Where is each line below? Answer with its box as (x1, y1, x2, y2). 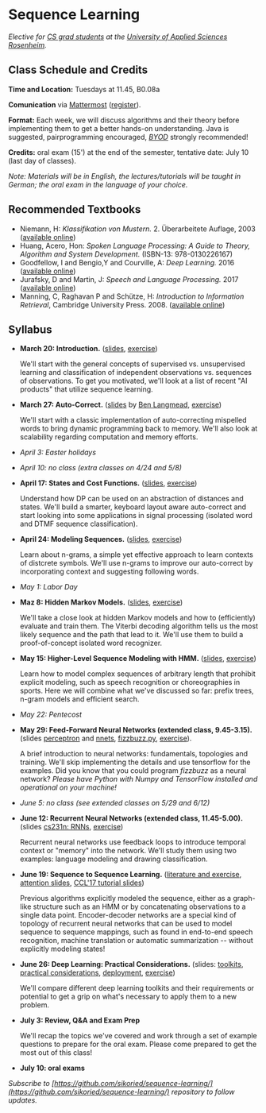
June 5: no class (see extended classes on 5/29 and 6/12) (19, 798, 210, 808)
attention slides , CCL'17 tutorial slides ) (19, 878, 145, 887)
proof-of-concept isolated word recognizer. (19, 638, 163, 648)
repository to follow (171, 1087, 235, 1097)
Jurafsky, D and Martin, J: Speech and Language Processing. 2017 (19, 274, 239, 284)
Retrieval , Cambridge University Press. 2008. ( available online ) (19, 300, 226, 309)
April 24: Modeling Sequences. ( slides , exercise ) (19, 535, 183, 544)
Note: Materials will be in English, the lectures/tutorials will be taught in (8, 171, 241, 180)
